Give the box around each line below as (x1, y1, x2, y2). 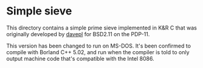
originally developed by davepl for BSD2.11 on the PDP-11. (6, 30, 150, 37)
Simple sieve (6, 4, 72, 18)
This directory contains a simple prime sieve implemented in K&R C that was (6, 24, 198, 31)
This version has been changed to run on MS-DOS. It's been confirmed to (6, 42, 191, 49)
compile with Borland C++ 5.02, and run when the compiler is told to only (6, 48, 190, 55)
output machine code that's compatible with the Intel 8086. (6, 55, 154, 62)
